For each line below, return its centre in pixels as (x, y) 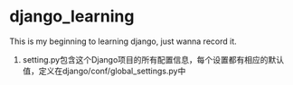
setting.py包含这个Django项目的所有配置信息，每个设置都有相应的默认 (153, 59)
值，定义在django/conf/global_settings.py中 (104, 71)
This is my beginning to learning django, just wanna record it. (123, 41)
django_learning (72, 17)
